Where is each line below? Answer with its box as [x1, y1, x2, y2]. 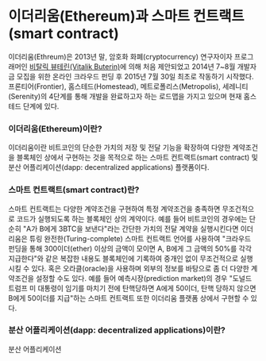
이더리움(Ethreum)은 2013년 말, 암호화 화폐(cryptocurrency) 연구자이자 [8, 52, 233, 61]
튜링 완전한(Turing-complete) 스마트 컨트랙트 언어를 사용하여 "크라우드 [29, 233, 252, 243]
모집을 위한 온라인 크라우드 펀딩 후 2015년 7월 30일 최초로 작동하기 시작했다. [16, 71, 254, 81]
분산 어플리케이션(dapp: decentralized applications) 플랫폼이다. [8, 163, 210, 172]
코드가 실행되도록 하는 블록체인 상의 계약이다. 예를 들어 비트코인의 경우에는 [16, 213, 248, 223]
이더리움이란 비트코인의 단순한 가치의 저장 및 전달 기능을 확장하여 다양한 [8, 143, 231, 152]
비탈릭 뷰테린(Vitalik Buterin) [29, 61, 121, 71]
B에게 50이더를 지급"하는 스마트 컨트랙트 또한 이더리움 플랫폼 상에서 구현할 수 [8, 293, 249, 302]
